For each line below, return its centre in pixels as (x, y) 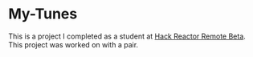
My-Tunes (43, 14)
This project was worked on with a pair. (73, 44)
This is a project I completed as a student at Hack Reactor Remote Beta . (127, 36)
